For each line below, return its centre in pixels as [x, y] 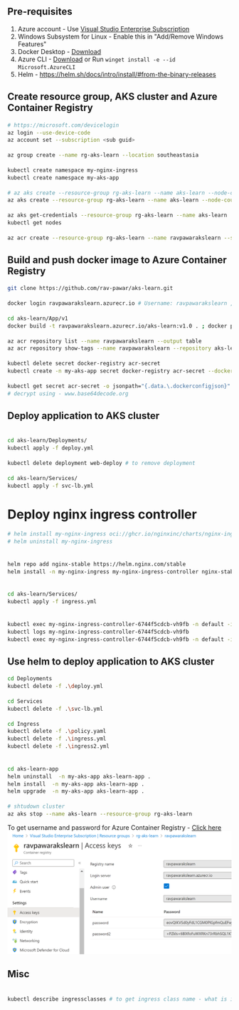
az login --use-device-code [49, 132]
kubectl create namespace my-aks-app [63, 177]
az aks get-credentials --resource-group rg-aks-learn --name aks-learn [117, 215]
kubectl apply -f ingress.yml [52, 602]
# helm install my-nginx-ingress [57, 534]
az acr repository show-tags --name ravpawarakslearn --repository [110, 348]
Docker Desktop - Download [59, 51]
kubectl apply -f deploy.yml [51, 448]
